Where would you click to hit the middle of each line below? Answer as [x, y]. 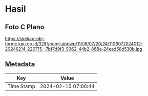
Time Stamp [21, 86]
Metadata [20, 64]
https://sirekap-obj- [25, 38]
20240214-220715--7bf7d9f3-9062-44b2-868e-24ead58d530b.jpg [74, 49]
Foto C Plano [25, 27]
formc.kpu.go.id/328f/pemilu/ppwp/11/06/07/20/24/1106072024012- [74, 44]
